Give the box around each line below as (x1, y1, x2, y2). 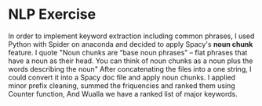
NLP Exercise (8, 5, 96, 23)
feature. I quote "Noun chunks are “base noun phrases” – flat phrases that (8, 48, 248, 57)
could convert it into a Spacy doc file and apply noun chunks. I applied (8, 72, 236, 82)
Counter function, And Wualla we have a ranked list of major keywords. (8, 89, 238, 98)
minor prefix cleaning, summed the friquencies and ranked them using (8, 80, 235, 90)
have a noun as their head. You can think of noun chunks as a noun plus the (8, 56, 253, 65)
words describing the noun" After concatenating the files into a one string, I (8, 64, 252, 73)
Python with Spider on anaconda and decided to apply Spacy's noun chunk (8, 39, 253, 48)
